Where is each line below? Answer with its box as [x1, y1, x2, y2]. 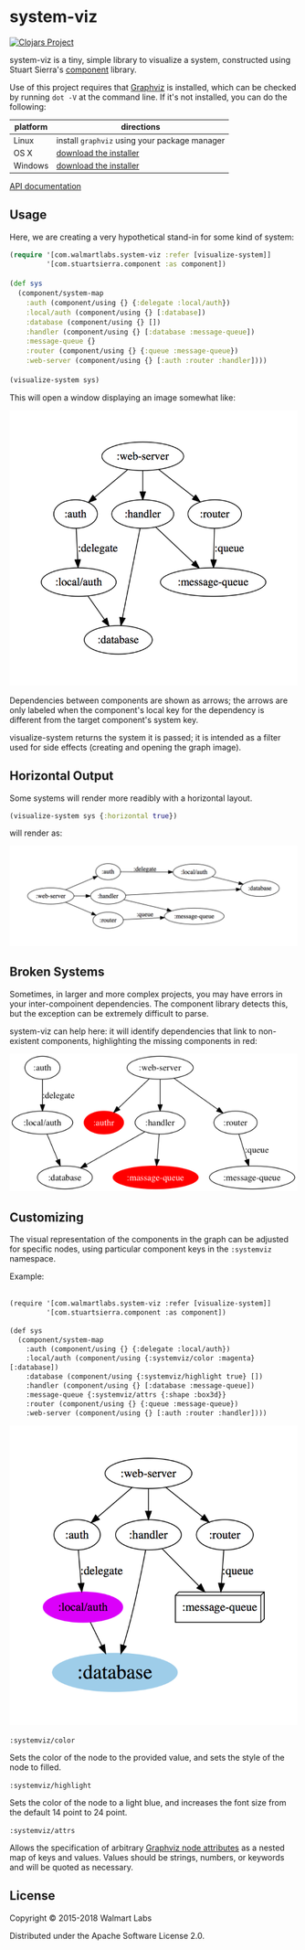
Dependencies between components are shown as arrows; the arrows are [9, 695, 289, 706]
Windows [13, 160, 49, 171]
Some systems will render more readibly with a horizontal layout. [9, 793, 253, 804]
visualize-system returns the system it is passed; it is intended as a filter [9, 731, 281, 742]
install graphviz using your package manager [56, 134, 226, 145]
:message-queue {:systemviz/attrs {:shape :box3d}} [26, 1391, 226, 1400]
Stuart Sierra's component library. [9, 64, 137, 75]
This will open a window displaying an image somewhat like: [9, 391, 236, 403]
